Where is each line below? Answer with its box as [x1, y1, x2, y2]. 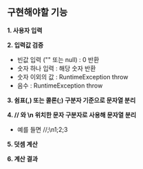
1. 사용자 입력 [7, 26, 43, 34]
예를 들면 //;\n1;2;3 [16, 125, 68, 133]
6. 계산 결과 [7, 155, 38, 163]
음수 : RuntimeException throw [16, 81, 103, 90]
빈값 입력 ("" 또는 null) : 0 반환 [16, 55, 100, 63]
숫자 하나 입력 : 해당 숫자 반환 [16, 64, 96, 72]
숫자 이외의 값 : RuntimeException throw [16, 72, 129, 81]
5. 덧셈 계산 [7, 140, 38, 148]
